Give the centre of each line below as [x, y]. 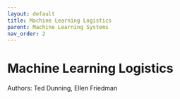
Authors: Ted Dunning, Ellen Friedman [62, 88]
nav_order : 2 [26, 34]
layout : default [31, 14]
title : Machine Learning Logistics [60, 21]
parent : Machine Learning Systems [58, 27]
